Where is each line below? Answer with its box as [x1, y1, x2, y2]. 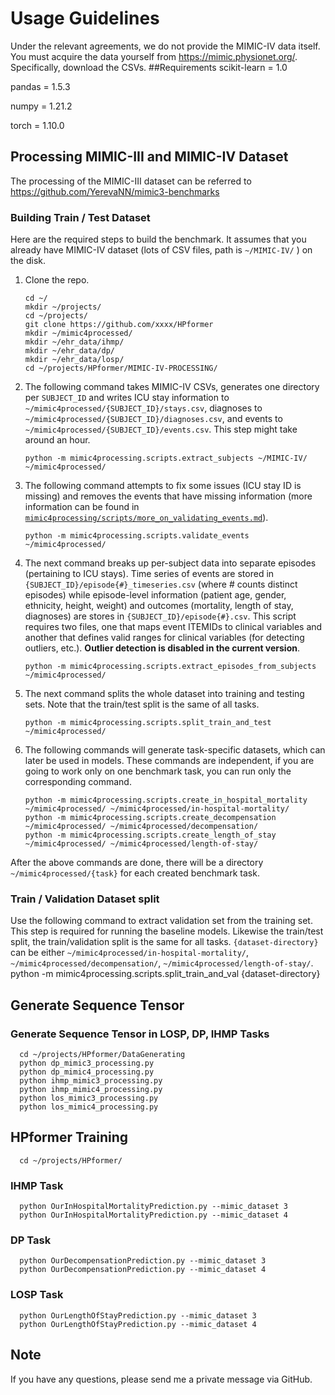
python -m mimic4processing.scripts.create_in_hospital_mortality [24, 795, 308, 806]
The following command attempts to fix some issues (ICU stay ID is [24, 480, 302, 492]
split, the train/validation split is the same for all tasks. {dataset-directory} [10, 936, 319, 948]
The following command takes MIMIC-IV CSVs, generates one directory [24, 381, 320, 393]
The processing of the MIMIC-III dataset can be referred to [10, 175, 252, 187]
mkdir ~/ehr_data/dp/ [24, 346, 115, 356]
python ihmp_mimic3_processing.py [19, 1076, 163, 1086]
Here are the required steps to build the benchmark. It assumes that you [10, 233, 307, 246]
